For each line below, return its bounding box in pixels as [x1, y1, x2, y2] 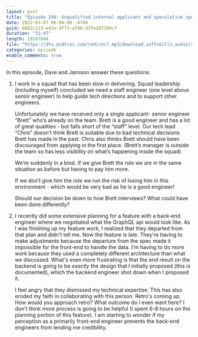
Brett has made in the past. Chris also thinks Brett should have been [14, 135, 180, 142]
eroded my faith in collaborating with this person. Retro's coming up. [14, 292, 181, 299]
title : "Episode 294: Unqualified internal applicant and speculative [6, 14, 183, 20]
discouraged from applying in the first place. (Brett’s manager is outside [14, 141, 189, 148]
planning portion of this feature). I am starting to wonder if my [14, 311, 165, 318]
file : [6, 42, 19, 48]
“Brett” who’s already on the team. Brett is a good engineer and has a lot [14, 116, 190, 124]
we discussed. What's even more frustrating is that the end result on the [14, 256, 190, 263]
